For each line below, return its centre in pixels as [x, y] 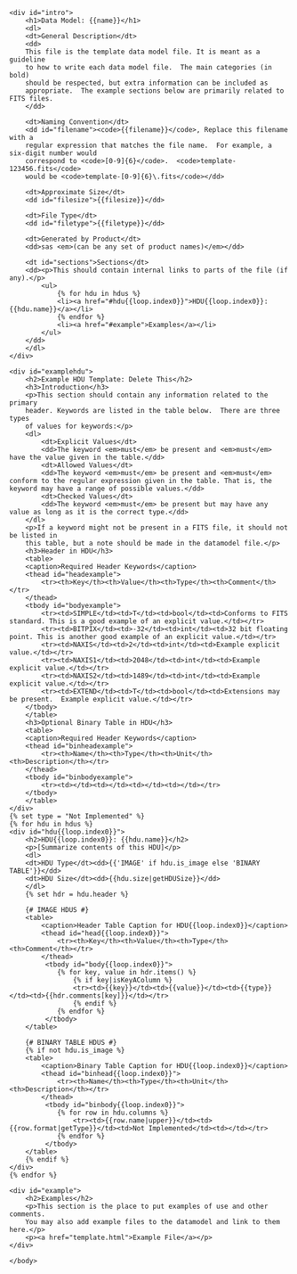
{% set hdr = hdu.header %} [77, 894]
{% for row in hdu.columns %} [112, 1113]
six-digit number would [53, 153]
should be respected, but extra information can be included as [147, 83]
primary [24, 403]
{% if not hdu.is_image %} [75, 1050]
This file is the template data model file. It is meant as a [143, 52]
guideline [28, 60]
